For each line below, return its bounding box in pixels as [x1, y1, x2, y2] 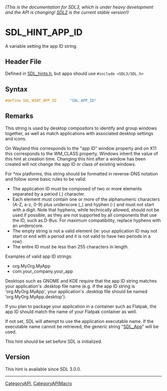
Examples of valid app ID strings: [5, 253, 73, 259]
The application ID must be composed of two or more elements [12, 185, 142, 191]
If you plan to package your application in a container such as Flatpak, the [5, 303, 157, 309]
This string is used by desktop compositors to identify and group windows [5, 125, 158, 131]
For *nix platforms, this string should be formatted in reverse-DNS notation [5, 170, 158, 176]
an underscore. [12, 223, 44, 229]
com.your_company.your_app [12, 268, 73, 274]
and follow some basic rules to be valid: [5, 176, 86, 182]
